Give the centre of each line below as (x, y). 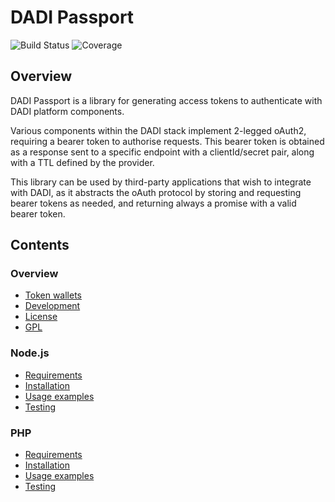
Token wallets (53, 295)
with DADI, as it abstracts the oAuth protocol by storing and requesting (156, 192)
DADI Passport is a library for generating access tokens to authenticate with (166, 100)
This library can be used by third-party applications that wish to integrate (161, 182)
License (41, 317)
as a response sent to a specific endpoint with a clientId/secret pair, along (162, 152)
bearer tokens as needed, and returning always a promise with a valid (153, 203)
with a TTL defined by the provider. (82, 162)
